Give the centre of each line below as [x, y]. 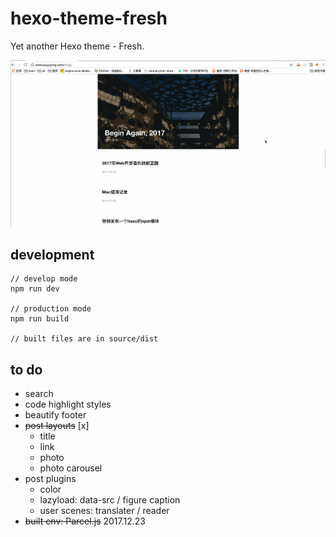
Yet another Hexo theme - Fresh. [77, 46]
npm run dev [35, 289]
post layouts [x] [57, 426]
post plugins [50, 479]
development [52, 254]
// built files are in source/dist [84, 339]
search [39, 394]
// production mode [51, 309]
